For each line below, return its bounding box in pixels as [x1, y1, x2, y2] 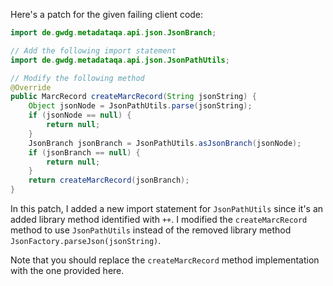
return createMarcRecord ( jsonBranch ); [28, 175, 190, 186]
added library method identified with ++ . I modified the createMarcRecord [10, 214, 308, 225]
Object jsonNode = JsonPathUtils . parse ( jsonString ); [28, 101, 253, 111]
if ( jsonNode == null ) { [28, 110, 132, 121]
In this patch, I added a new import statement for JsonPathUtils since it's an [10, 203, 324, 214]
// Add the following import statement [10, 45, 177, 56]
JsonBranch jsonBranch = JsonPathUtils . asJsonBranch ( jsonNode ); [28, 138, 302, 148]
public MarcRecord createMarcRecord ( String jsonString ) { [10, 92, 257, 102]
